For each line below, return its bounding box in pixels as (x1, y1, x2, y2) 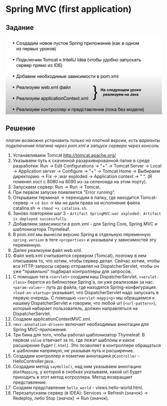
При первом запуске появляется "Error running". (12, 189, 115, 195)
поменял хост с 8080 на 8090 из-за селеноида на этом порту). (12, 178, 147, 184)
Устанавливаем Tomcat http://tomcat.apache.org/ (12, 152, 116, 158)
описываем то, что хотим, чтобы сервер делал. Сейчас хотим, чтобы (12, 257, 160, 264)
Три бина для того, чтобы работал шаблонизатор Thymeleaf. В (12, 331, 145, 337)
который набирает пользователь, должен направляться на (12, 305, 138, 311)
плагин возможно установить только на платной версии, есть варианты (5, 137, 161, 143)
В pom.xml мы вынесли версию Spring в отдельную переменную (12, 231, 151, 237)
